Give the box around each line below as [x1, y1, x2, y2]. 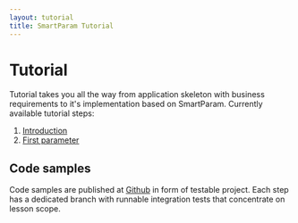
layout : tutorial [9, 12, 74, 22]
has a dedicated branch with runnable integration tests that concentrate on [9, 194, 285, 205]
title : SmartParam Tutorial [9, 21, 115, 30]
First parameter [21, 135, 80, 145]
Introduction [21, 126, 68, 136]
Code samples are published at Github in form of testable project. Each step [9, 185, 289, 195]
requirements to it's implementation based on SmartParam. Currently [9, 99, 263, 110]
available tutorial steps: [9, 108, 95, 119]
